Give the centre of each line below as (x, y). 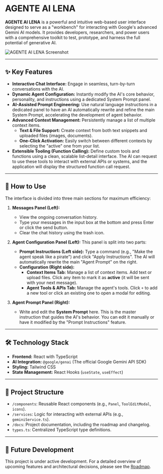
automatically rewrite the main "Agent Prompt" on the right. (78, 262)
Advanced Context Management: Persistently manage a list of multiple (84, 120)
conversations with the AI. (38, 89)
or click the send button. (44, 228)
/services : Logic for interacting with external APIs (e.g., (68, 414)
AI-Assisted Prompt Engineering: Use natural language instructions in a (84, 104)
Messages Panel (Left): (36, 208)
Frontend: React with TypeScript (45, 357)
